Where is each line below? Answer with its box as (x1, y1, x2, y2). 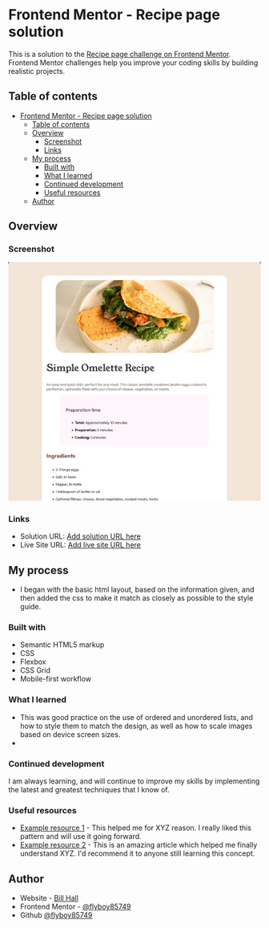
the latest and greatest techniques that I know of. (8, 785, 170, 795)
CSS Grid (19, 665, 50, 675)
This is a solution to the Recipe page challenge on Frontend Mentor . (8, 49, 231, 59)
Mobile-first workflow (19, 674, 92, 684)
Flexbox (19, 657, 46, 667)
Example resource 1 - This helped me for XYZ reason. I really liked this (19, 823, 252, 832)
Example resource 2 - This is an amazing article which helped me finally (19, 840, 258, 850)
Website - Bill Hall (19, 893, 78, 903)
